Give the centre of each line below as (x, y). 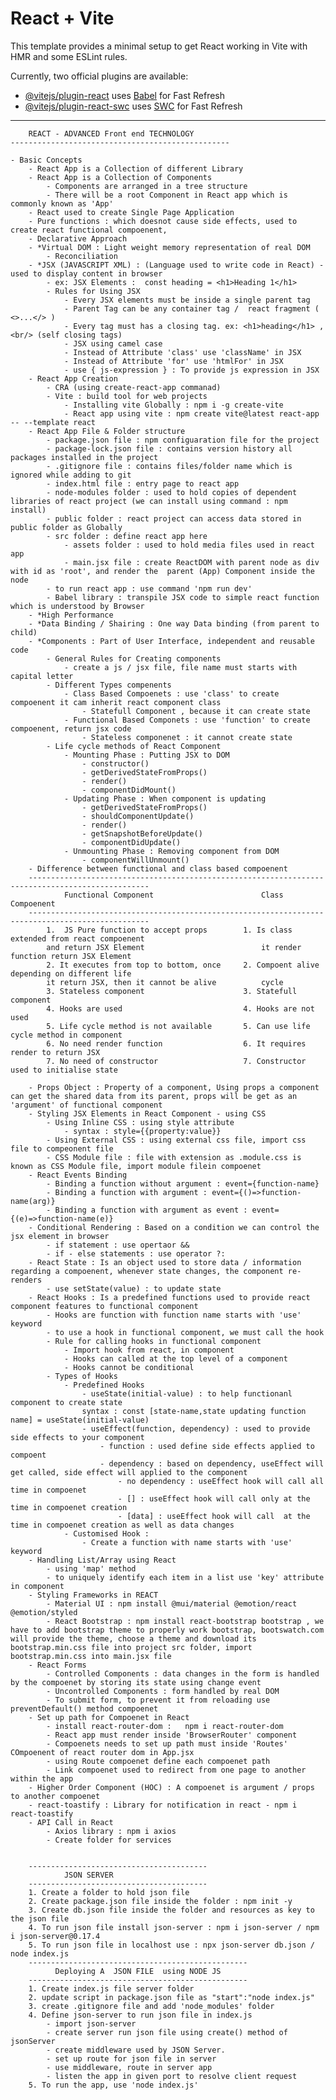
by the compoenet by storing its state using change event (136, 1682)
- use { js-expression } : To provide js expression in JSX (191, 370)
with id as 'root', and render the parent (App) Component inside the (162, 571)
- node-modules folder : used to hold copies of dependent (172, 492)
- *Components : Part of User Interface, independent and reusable (171, 641)
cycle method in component (66, 1035)
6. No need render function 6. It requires (176, 1043)
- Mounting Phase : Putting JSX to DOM (146, 755)
